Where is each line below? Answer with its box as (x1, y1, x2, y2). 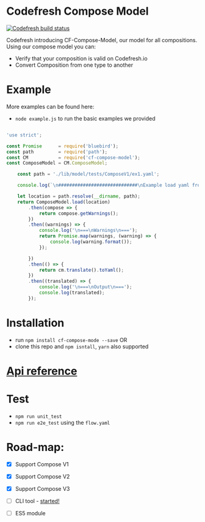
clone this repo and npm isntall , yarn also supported (15, 343, 149, 350)
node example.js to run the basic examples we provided (15, 114, 156, 122)
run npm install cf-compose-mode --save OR (15, 336, 128, 343)
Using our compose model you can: (6, 43, 96, 50)
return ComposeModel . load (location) (17, 199, 111, 205)
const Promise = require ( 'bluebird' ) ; (6, 143, 119, 149)
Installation (6, 316, 65, 330)
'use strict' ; (6, 132, 43, 138)
